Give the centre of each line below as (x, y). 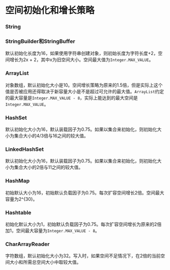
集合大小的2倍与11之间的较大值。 (48, 167)
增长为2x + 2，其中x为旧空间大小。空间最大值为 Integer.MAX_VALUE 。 (81, 60)
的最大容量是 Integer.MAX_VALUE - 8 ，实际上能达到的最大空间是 (72, 98)
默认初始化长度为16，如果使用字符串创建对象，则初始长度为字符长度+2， (82, 53)
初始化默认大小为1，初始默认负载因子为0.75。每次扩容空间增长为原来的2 (81, 224)
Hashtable (18, 212)
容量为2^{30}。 (21, 199)
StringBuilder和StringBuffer (40, 41)
